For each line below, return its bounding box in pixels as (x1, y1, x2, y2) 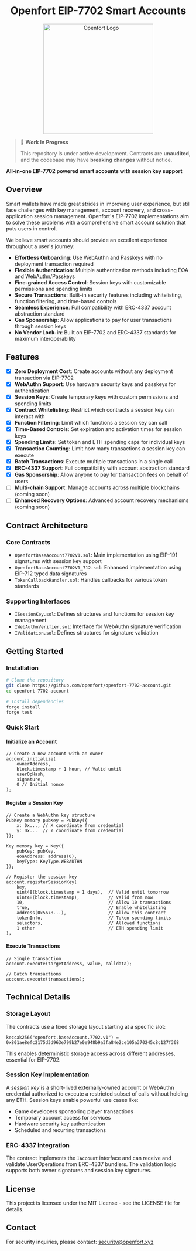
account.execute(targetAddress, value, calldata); (6, 961, 132, 967)
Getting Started (6, 646, 64, 656)
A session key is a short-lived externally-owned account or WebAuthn (6, 1084, 174, 1091)
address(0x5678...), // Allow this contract (16, 910, 166, 916)
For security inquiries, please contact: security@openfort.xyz (6, 1238, 154, 1245)
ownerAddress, (16, 761, 51, 767)
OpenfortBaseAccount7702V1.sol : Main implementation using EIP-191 (14, 551, 177, 558)
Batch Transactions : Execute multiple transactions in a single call (14, 458, 173, 465)
